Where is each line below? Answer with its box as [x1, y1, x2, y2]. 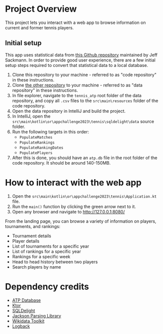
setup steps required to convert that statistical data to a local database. [5, 62, 148, 68]
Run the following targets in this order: [12, 128, 89, 135]
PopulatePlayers [19, 150, 53, 155]
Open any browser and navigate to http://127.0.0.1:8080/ [12, 209, 125, 214]
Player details [12, 238, 40, 244]
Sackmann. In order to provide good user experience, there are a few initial [5, 57, 156, 63]
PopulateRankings [19, 140, 55, 145]
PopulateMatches [19, 135, 53, 140]
